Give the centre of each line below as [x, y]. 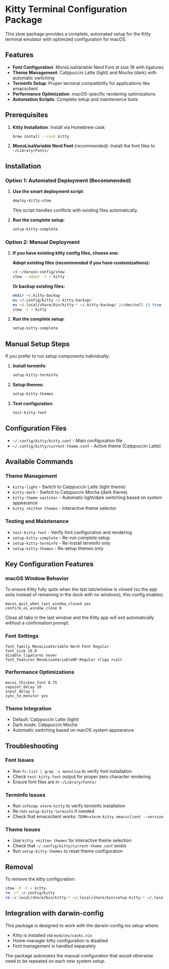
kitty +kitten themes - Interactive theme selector [64, 508]
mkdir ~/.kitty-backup [36, 295]
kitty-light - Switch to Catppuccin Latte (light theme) [69, 487]
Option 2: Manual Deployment [43, 242]
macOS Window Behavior [37, 578]
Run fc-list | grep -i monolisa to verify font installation [72, 771]
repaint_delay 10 [23, 687]
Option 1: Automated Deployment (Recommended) [68, 181]
